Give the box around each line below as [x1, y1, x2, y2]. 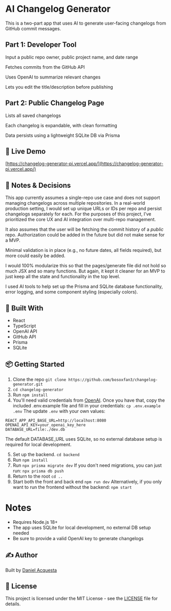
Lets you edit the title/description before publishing [5, 84, 114, 90]
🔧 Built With [5, 304, 44, 312]
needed [12, 529, 29, 536]
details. [5, 601, 21, 607]
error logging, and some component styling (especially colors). [5, 289, 138, 295]
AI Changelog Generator [5, 3, 111, 15]
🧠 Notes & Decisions [5, 181, 71, 190]
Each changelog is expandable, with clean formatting [5, 122, 118, 128]
